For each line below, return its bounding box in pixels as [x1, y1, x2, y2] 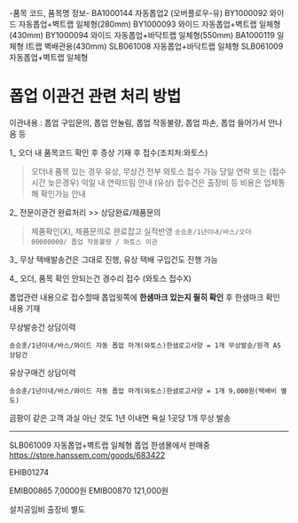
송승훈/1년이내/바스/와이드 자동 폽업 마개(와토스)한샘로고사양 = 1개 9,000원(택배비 [9, 386, 278, 395]
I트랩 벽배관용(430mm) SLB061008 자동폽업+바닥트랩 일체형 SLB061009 [25, 41, 284, 51]
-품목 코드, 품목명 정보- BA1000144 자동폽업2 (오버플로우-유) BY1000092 [9, 8, 268, 18]
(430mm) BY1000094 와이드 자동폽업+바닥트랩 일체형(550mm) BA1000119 [9, 30, 275, 40]
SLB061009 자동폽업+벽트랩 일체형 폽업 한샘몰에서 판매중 [9, 440, 211, 450]
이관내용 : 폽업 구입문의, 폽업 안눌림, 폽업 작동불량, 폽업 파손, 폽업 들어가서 [9, 117, 266, 128]
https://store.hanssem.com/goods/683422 [9, 449, 166, 460]
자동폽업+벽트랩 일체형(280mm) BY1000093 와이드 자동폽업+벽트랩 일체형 [18, 19, 281, 29]
